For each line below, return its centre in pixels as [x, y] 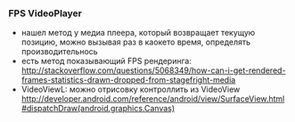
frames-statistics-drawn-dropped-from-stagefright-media [128, 80]
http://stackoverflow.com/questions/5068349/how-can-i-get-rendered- [153, 70]
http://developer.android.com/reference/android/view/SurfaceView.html [153, 99]
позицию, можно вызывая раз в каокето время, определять [136, 42]
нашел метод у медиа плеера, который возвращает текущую [138, 33]
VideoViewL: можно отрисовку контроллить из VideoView [131, 89]
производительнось [60, 52]
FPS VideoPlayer [45, 13]
